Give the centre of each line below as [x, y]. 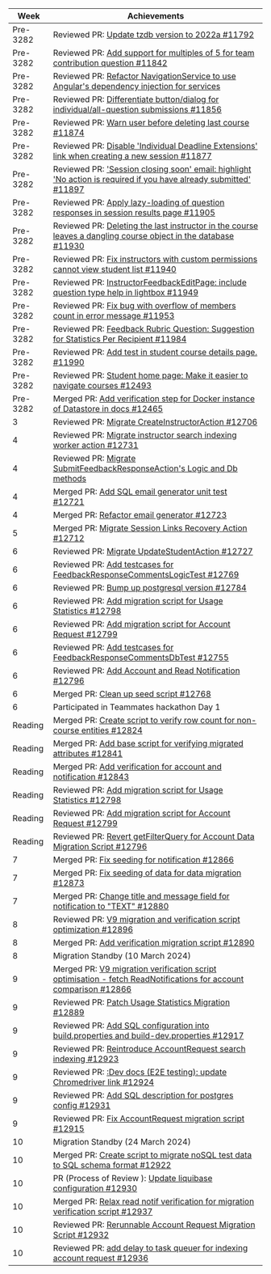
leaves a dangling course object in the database [144, 236]
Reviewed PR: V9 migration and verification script [146, 919]
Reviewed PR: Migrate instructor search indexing [145, 435]
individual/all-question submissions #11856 [137, 110]
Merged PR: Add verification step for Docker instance [154, 398]
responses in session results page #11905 [134, 212]
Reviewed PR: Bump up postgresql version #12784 [150, 588]
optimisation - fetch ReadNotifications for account [148, 979]
